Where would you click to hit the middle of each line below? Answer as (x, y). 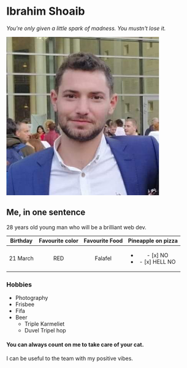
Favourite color (59, 241)
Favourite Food (103, 241)
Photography (32, 298)
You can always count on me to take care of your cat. (75, 344)
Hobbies (19, 285)
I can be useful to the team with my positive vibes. (70, 358)
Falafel (103, 258)
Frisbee (25, 304)
